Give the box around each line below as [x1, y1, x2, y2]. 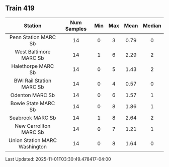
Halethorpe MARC [11, 62, 54, 69]
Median [142, 22, 161, 29]
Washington [18, 143, 47, 150]
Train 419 [5, 4, 35, 13]
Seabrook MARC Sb [9, 114, 56, 121]
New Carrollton [15, 122, 51, 129]
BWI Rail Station [14, 77, 52, 84]
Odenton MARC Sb [10, 92, 55, 99]
